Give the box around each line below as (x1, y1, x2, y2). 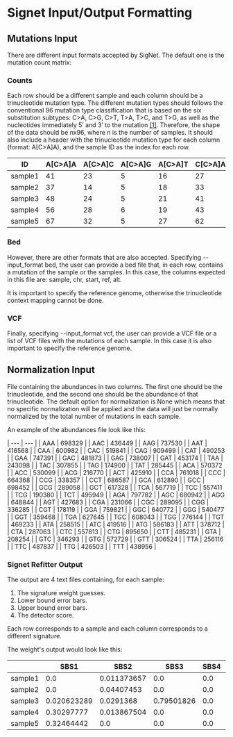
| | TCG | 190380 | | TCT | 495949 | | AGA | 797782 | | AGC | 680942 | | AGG (7, 490, 225, 499)
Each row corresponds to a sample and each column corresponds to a (7, 624, 208, 633)
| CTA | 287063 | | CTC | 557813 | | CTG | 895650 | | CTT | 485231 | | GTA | (7, 527, 221, 536)
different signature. (7, 632, 62, 640)
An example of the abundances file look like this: (7, 425, 146, 433)
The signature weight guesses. (17, 589, 106, 597)
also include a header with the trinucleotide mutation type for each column (7, 135, 221, 144)
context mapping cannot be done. (7, 296, 104, 304)
